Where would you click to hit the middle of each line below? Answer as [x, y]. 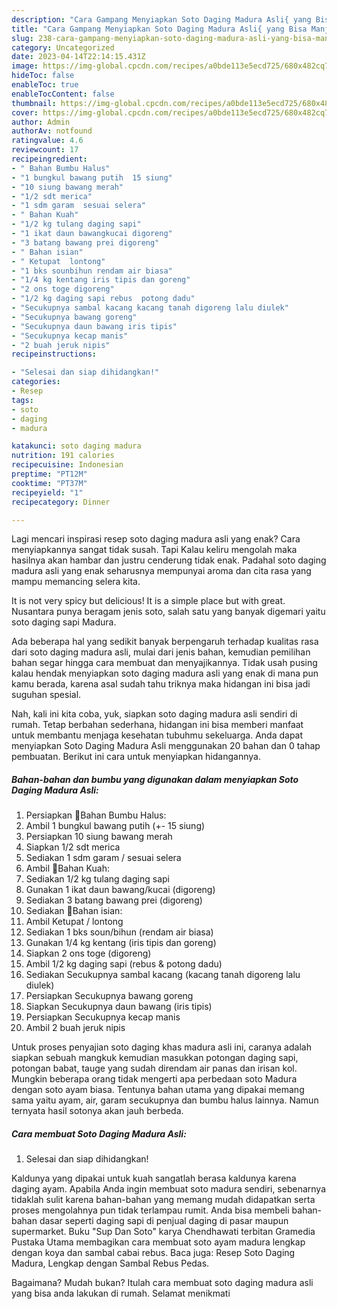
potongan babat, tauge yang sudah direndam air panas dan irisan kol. [154, 1068]
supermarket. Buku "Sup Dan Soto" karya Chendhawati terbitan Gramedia [163, 1232]
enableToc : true [45, 85]
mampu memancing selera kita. [76, 582]
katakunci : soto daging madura [76, 446]
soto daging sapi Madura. [64, 622]
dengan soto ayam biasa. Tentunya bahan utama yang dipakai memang [158, 1090]
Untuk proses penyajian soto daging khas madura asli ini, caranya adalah [161, 1047]
